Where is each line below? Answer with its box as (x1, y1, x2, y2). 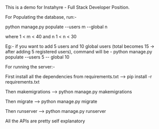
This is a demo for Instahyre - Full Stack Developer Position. (5, 5, 130, 10)
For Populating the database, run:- (5, 14, 77, 20)
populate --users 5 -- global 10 (5, 54, 70, 60)
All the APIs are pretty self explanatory (5, 118, 85, 124)
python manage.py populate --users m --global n (5, 24, 108, 30)
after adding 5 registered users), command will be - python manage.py (5, 49, 152, 54)
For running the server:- (5, 64, 56, 70)
